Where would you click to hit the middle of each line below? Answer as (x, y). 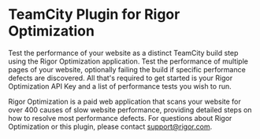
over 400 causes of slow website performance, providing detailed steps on (130, 110)
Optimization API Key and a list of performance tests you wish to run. (120, 86)
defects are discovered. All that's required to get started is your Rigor (121, 78)
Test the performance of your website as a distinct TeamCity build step (123, 53)
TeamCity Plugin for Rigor (94, 15)
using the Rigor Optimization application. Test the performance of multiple (128, 61)
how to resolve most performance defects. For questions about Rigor (120, 118)
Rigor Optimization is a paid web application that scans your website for (125, 101)
